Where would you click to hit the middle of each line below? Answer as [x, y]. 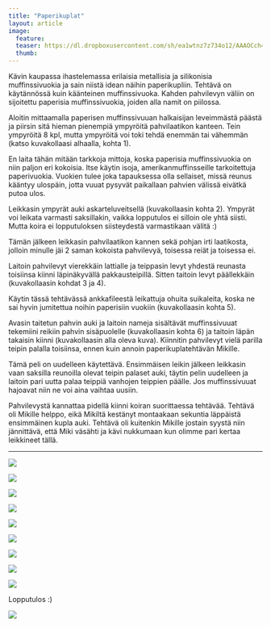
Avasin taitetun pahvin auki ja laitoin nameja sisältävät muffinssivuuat [123, 323]
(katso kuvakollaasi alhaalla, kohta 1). [70, 143]
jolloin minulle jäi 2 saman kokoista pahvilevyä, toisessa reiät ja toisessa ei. [132, 250]
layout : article [35, 23]
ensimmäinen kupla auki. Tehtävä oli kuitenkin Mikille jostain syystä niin [127, 423]
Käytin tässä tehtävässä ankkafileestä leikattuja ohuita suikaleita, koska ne [132, 299]
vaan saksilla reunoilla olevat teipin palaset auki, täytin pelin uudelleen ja [128, 373]
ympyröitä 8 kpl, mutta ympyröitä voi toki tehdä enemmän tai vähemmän [128, 135]
